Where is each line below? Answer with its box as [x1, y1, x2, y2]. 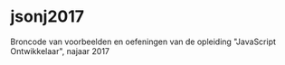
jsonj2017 [10, 6, 85, 27]
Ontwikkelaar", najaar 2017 [10, 45, 109, 56]
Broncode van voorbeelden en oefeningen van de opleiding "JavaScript [10, 36, 277, 47]
